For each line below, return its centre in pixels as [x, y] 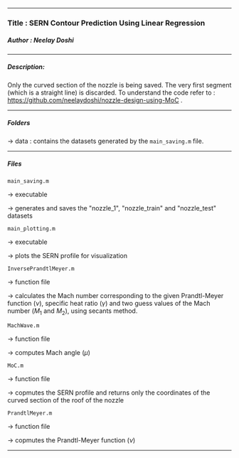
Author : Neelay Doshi [41, 40]
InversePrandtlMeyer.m [41, 268]
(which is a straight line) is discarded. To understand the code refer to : [111, 92]
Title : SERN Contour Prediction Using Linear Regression [106, 23]
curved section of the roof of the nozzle [66, 400]
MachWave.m [23, 325]
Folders [19, 123]
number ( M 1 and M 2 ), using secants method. [73, 311]
